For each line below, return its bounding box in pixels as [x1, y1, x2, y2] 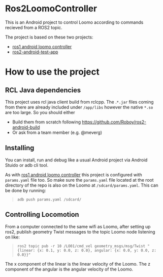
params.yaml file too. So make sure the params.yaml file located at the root [5, 177, 154, 183]
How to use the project [5, 66, 99, 78]
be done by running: [5, 187, 46, 193]
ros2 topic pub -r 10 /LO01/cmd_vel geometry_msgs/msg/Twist [17, 243, 146, 248]
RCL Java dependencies [5, 86, 81, 94]
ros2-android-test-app [12, 49, 58, 55]
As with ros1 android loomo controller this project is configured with [5, 171, 142, 178]
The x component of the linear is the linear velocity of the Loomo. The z [5, 261, 151, 267]
